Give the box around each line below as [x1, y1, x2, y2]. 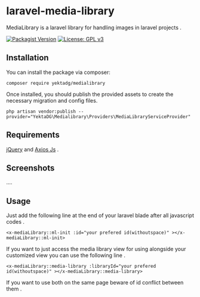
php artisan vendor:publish [6, 109, 76, 115]
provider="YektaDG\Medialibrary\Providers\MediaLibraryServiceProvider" [6, 113, 191, 120]
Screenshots [6, 163, 55, 173]
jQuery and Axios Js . [6, 146, 59, 153]
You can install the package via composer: [6, 69, 110, 76]
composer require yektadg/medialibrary [6, 80, 106, 86]
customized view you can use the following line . [6, 252, 125, 259]
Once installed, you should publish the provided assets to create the [6, 91, 174, 98]
